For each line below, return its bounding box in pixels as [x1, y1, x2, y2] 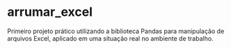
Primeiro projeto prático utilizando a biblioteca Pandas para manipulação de [7, 27, 225, 35]
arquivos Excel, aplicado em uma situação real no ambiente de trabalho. [7, 34, 214, 42]
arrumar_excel [7, 4, 93, 20]
